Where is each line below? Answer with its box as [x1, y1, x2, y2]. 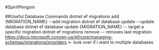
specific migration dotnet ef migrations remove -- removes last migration [5, 29, 152, 34]
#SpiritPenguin [5, 4, 35, 10]
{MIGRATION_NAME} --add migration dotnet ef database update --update [5, 19, 155, 24]
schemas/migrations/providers [5, 39, 67, 45]
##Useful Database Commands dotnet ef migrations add [5, 14, 119, 19]
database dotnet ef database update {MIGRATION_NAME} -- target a [5, 24, 144, 30]
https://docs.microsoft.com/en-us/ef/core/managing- [5, 34, 113, 40]
